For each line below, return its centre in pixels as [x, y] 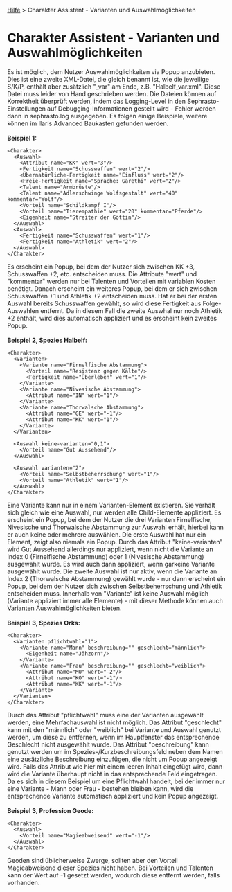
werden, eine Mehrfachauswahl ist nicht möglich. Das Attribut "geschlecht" [115, 722]
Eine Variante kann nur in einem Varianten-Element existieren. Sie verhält [111, 505]
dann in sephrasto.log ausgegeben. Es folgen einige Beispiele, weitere [107, 116]
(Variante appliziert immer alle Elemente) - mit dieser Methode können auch [115, 600]
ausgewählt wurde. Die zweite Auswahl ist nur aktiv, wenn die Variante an [112, 571]
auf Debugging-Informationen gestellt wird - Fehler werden [132, 108]
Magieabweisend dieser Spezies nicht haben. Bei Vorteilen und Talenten [110, 868]
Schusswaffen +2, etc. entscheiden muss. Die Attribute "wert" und [102, 274]
